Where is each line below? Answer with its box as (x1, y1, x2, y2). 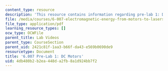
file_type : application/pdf (5, 21, 64, 26)
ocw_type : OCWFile (5, 30, 43, 35)
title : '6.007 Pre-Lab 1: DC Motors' (5, 53, 84, 59)
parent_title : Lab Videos (5, 35, 59, 40)
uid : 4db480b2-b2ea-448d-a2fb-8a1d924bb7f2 (5, 58, 97, 63)
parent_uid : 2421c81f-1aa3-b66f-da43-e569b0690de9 (5, 44, 113, 49)
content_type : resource (5, 7, 55, 12)
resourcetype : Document (5, 49, 55, 54)
